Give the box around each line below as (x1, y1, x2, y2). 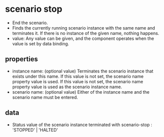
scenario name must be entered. (12, 94, 79, 100)
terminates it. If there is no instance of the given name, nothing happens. (12, 30, 160, 36)
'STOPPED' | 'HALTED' (12, 127, 58, 133)
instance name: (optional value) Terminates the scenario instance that (12, 68, 154, 74)
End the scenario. (12, 20, 48, 26)
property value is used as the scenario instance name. (12, 84, 122, 90)
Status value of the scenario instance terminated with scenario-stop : (12, 122, 152, 128)
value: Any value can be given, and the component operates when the (12, 35, 154, 41)
